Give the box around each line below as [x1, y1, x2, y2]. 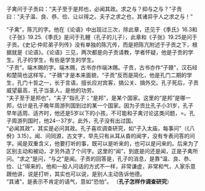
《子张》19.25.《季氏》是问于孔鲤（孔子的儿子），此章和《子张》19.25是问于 [6, 33, 198, 41]
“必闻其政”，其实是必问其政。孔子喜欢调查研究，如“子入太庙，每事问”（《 [6, 125, 190, 132]
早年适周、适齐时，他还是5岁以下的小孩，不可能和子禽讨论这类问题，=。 [6, 109, 190, 117]
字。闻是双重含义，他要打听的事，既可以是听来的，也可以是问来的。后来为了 [6, 140, 199, 147]
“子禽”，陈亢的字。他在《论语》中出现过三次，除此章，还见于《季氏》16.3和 [6, 26, 198, 33]
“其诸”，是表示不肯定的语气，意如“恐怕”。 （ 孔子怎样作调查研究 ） [6, 178, 173, 185]
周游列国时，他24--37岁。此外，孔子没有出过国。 [11, 117, 137, 124]
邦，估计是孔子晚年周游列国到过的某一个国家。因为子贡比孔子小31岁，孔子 [6, 102, 194, 109]
